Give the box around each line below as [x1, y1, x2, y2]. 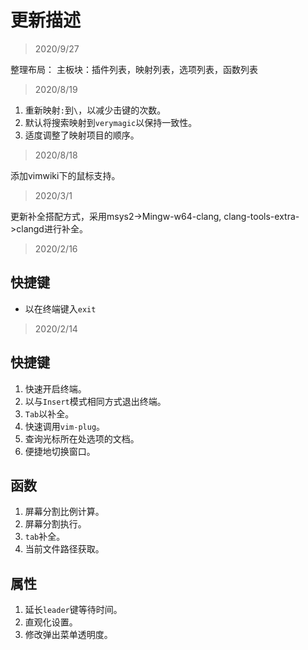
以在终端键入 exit [24, 302, 97, 315]
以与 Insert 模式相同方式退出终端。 [24, 395, 167, 407]
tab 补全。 [24, 531, 66, 543]
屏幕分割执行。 [24, 518, 87, 530]
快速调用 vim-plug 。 [24, 420, 106, 432]
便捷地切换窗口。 [24, 445, 96, 457]
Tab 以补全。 [24, 407, 75, 420]
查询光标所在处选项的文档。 [24, 432, 140, 445]
